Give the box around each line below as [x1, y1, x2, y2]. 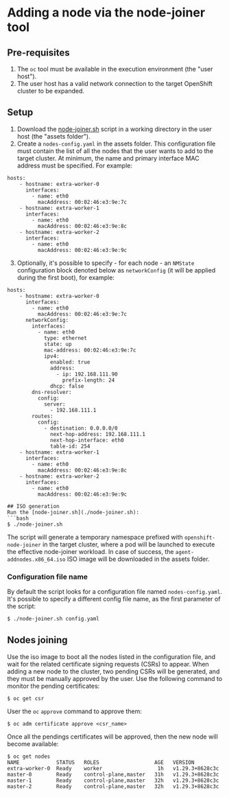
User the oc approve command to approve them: [7, 707, 142, 715]
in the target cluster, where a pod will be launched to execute [42, 540, 215, 548]
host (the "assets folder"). [16, 132, 91, 140]
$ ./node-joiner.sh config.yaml [7, 616, 99, 623]
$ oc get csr [7, 695, 45, 702]
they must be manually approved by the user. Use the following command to [7, 674, 223, 682]
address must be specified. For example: [16, 161, 132, 170]
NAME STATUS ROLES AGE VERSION [7, 759, 195, 766]
